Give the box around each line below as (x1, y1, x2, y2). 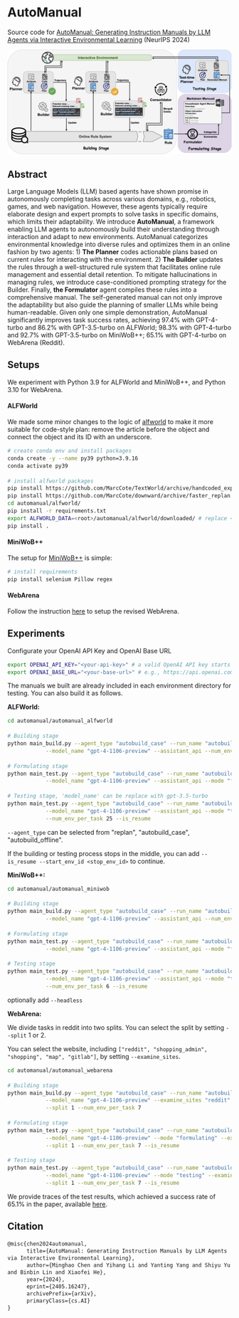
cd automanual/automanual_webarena (7, 1067, 113, 1074)
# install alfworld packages (7, 478, 94, 485)
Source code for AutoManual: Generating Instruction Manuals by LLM (7, 28, 211, 36)
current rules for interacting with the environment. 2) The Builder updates (7, 255, 223, 264)
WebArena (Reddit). (7, 339, 65, 347)
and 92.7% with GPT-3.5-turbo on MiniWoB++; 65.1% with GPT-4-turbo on (7, 331, 227, 339)
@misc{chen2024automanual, (7, 1240, 87, 1248)
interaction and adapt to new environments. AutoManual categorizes (7, 233, 208, 241)
